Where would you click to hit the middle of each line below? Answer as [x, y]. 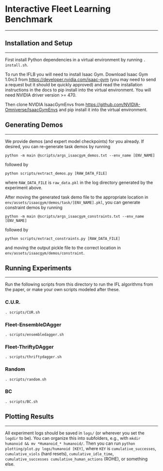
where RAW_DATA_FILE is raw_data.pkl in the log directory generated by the [79, 182]
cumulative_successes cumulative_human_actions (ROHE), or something [76, 459]
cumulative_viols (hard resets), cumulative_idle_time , [59, 453]
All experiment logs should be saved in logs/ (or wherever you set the [75, 433]
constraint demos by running [34, 207]
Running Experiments [38, 268]
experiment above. [24, 187]
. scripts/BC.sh [21, 402]
